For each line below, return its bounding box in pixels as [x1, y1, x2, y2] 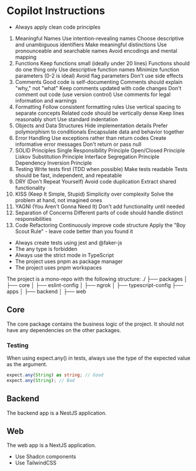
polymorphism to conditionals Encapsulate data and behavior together [15, 128, 184, 135]
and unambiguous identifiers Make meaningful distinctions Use [15, 41, 167, 48]
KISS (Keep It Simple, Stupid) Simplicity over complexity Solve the [15, 190, 174, 197]
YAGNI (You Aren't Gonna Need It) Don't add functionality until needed [15, 203, 185, 210]
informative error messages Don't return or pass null [15, 141, 142, 148]
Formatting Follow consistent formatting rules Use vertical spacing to [15, 103, 181, 110]
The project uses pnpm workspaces [15, 264, 102, 271]
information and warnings [15, 97, 78, 104]
